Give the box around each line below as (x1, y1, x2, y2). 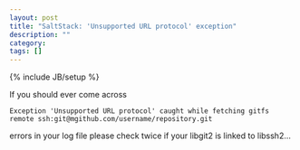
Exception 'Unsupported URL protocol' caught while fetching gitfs (9, 107, 270, 116)
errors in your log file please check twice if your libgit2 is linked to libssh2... (9, 130, 292, 141)
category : (9, 38, 47, 48)
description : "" (9, 30, 71, 39)
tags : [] (9, 47, 43, 56)
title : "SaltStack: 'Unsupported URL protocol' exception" (9, 22, 237, 31)
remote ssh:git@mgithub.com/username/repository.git (9, 115, 213, 124)
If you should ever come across (9, 89, 128, 100)
